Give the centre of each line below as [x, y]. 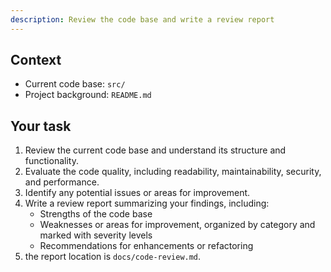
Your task [41, 126]
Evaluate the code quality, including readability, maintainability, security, [173, 172]
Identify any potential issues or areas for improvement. [137, 193]
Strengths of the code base [96, 214]
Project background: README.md [88, 95]
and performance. [62, 182]
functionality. [51, 161]
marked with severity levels [96, 235]
